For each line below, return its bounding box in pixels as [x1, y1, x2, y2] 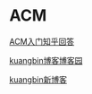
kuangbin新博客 [9, 73, 67, 85]
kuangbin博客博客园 [9, 55, 83, 65]
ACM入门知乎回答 [9, 36, 75, 47]
